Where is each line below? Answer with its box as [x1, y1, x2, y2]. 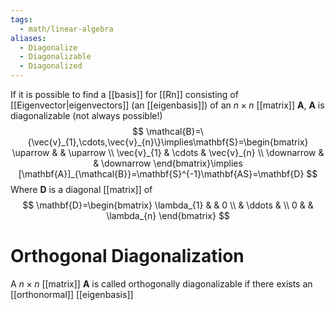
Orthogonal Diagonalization [10, 245, 245, 268]
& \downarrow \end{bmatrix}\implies [93, 157, 243, 169]
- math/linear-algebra [19, 24, 114, 34]
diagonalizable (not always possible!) [10, 110, 163, 121]
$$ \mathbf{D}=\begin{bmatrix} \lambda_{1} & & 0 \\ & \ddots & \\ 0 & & [22, 199, 314, 211]
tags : [10, 14, 33, 25]
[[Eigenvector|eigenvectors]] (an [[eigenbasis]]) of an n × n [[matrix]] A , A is [10, 99, 325, 111]
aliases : [10, 33, 47, 43]
